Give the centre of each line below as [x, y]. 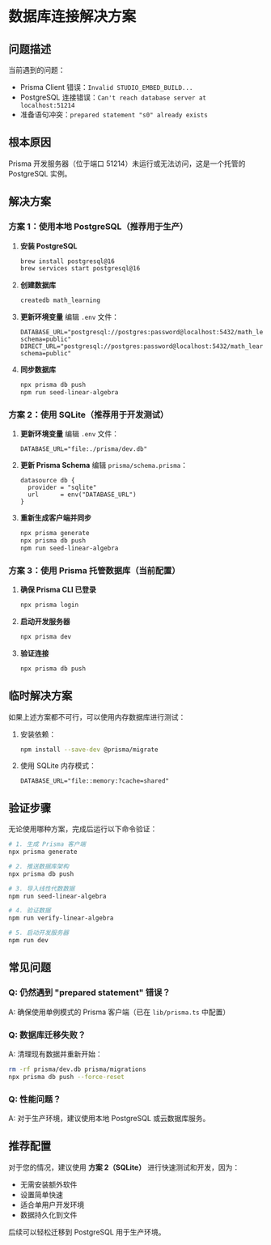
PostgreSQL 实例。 [40, 173]
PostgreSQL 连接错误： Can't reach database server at [113, 97]
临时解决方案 [40, 696]
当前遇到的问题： [37, 70]
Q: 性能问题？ [35, 1099]
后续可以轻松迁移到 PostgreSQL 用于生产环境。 [87, 1232]
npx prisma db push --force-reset [67, 1077]
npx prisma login [49, 605]
